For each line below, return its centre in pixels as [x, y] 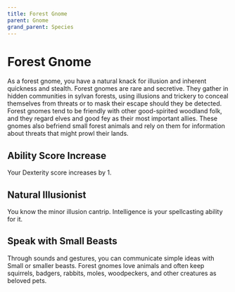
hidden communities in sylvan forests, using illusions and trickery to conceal [118, 96]
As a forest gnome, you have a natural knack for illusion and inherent [107, 81]
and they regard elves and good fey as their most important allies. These [113, 119]
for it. [15, 219]
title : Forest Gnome [38, 14]
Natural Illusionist [47, 195]
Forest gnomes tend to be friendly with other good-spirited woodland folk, [115, 111]
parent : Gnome [28, 20]
